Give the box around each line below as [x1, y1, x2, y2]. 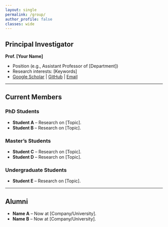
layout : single [5, 7, 37, 13]
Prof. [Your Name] [5, 53, 43, 59]
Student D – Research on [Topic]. [12, 154, 81, 160]
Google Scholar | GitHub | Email [12, 74, 78, 80]
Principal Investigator [5, 40, 74, 48]
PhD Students [5, 108, 39, 115]
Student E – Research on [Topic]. [12, 178, 81, 184]
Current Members [5, 93, 62, 101]
